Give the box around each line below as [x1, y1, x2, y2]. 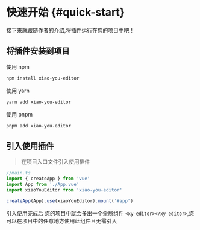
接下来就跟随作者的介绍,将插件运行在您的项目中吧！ [6, 27, 135, 34]
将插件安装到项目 [6, 46, 70, 56]
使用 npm [6, 63, 30, 70]
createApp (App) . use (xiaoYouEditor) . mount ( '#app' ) [6, 197, 134, 204]
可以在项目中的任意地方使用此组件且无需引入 [6, 217, 117, 224]
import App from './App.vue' [6, 181, 80, 187]
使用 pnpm [6, 110, 33, 118]
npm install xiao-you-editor [6, 75, 80, 81]
